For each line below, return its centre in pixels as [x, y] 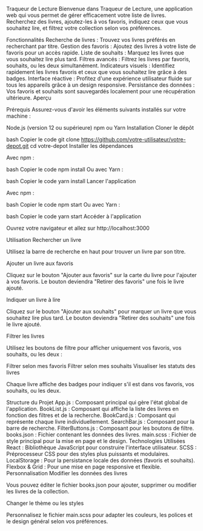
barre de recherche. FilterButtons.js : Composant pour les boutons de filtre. [100, 428]
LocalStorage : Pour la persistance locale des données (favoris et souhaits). [101, 460]
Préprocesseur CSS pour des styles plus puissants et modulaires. [88, 454]
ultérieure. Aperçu [29, 98]
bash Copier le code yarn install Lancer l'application [71, 181]
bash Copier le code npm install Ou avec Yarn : [65, 169]
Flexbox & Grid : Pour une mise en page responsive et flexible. [84, 467]
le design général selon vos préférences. [57, 521]
